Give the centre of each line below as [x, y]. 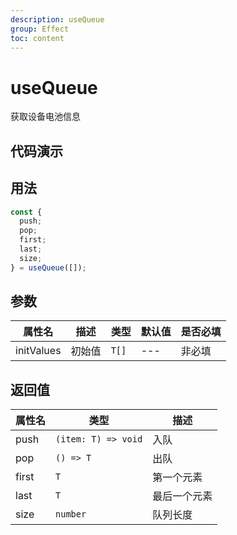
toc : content [37, 38]
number [71, 514]
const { [26, 212]
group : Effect [40, 29]
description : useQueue [57, 19]
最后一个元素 [182, 496]
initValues [38, 351]
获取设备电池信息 [45, 117]
